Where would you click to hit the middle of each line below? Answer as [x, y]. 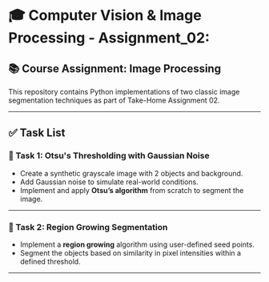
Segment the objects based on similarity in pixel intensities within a [130, 252]
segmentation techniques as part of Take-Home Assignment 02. [114, 100]
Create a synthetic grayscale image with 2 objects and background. [131, 173]
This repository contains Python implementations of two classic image [124, 92]
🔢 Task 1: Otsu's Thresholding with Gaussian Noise [109, 155]
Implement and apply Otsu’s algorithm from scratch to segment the [132, 190]
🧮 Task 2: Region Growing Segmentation [88, 227]
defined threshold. [50, 261]
